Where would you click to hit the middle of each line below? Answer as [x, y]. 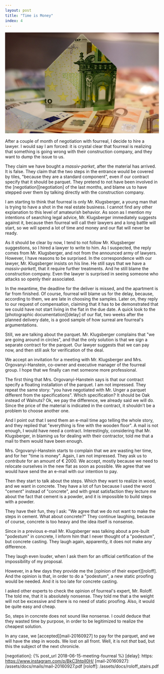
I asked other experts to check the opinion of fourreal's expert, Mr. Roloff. [79, 591]
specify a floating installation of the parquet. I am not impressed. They [76, 384]
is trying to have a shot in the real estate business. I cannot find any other [79, 207]
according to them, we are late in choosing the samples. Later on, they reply [82, 299]
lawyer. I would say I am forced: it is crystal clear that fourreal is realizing [78, 146]
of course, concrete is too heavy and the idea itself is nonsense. [70, 522]
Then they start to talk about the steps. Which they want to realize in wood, [81, 481]
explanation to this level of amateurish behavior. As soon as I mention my [78, 212]
